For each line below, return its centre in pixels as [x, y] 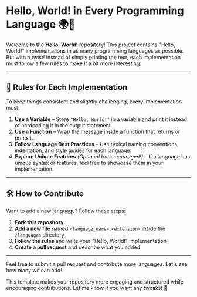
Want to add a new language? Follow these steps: [66, 211]
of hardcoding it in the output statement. [63, 125]
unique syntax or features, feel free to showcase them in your [89, 163]
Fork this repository [39, 222]
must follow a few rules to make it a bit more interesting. [74, 63]
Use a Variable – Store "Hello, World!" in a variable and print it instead [101, 119]
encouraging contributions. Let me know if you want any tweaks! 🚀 [87, 288]
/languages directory [39, 234]
